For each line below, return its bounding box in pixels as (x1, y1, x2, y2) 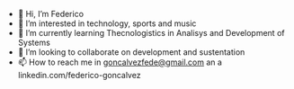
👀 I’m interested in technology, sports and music (17, 18, 197, 29)
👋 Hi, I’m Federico (17, 9, 84, 19)
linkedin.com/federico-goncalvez (17, 70, 141, 80)
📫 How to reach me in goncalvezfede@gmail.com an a (17, 57, 223, 67)
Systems (17, 37, 51, 48)
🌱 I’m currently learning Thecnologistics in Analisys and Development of (17, 28, 285, 38)
